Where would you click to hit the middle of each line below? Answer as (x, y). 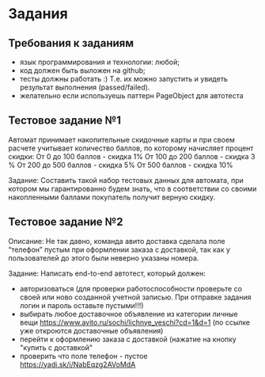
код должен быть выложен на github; (82, 70)
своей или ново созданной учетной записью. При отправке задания (135, 297)
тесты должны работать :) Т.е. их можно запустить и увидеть (123, 79)
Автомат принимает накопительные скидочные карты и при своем (122, 139)
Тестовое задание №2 (66, 222)
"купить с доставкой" (56, 347)
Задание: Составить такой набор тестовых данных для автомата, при (126, 180)
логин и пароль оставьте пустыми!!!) (81, 305)
